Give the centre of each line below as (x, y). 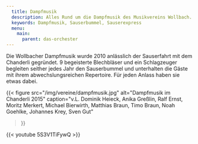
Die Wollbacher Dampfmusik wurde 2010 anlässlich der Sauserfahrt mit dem (99, 56)
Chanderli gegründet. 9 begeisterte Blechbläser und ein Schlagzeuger (92, 62)
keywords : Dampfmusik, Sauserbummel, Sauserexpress (77, 23)
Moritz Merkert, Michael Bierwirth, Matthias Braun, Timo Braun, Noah (91, 105)
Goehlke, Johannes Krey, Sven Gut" (50, 111)
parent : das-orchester (50, 39)
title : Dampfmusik (34, 12)
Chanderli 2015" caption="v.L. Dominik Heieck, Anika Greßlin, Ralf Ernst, (95, 99)
